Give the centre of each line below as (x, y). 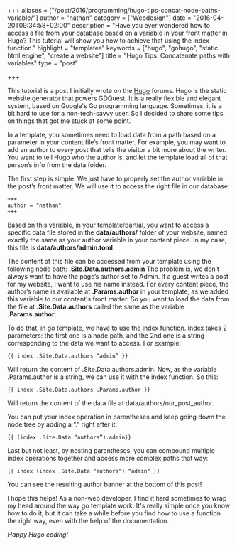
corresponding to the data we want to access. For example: (94, 343)
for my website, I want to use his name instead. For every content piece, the (118, 284)
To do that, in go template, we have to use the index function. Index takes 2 (117, 328)
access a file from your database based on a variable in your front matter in (117, 33)
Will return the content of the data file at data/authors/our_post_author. (111, 403)
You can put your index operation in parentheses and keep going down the (116, 417)
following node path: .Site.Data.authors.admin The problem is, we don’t (114, 269)
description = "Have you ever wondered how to (141, 25)
